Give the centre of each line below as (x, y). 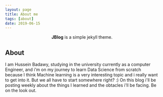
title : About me (21, 14)
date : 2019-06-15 (23, 23)
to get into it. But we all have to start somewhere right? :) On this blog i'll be (81, 80)
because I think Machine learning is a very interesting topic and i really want (81, 75)
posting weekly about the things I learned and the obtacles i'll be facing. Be (81, 85)
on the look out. (21, 91)
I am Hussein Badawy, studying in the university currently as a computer (78, 65)
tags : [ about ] (20, 19)
